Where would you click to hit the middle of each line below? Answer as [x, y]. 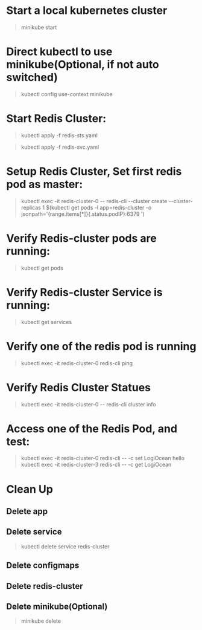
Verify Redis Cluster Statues [79, 387]
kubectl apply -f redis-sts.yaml [59, 135]
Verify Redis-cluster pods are [81, 238]
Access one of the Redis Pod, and [92, 428]
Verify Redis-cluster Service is [84, 292]
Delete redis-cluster [45, 586]
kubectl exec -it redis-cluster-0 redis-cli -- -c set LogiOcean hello [103, 458]
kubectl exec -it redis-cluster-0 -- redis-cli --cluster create [94, 201]
